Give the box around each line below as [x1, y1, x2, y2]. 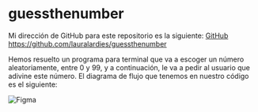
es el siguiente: [8, 80, 58, 89]
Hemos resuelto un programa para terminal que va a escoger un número [8, 54, 245, 64]
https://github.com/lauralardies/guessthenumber [8, 39, 168, 48]
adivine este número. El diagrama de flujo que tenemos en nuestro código [8, 71, 249, 80]
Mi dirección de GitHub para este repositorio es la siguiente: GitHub [8, 31, 229, 40]
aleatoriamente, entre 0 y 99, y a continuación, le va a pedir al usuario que [8, 62, 251, 72]
